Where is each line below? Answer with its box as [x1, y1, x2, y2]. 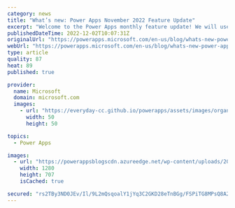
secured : [7, 190, 33, 198]
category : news [7, 10, 52, 17]
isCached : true [20, 178, 64, 185]
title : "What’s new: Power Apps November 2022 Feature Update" [7, 17, 196, 24]
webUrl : [7, 43, 30, 50]
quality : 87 [7, 56, 42, 63]
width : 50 [25, 114, 55, 121]
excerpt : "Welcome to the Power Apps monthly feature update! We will [7, 23, 218, 30]
